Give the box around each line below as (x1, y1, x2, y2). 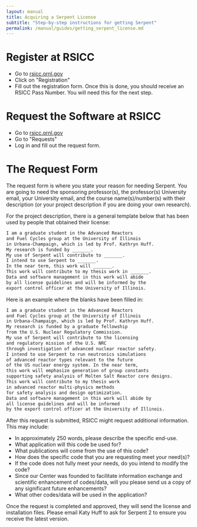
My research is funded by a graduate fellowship (6, 324, 128, 330)
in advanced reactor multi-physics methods (6, 384, 115, 390)
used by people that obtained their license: (6, 219, 110, 226)
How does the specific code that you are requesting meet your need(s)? (14, 454, 190, 461)
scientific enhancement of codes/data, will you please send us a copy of (14, 478, 191, 486)
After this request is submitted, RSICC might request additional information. (6, 417, 189, 424)
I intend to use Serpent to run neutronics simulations (6, 351, 146, 357)
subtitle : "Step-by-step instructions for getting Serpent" (6, 20, 157, 25)
